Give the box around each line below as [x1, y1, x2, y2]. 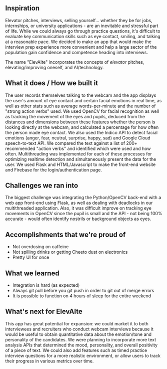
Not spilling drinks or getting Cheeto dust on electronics [12, 249, 128, 255]
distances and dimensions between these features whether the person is [5, 119, 155, 125]
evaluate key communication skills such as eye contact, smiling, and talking [5, 33, 161, 39]
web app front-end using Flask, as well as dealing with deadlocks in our [5, 200, 153, 206]
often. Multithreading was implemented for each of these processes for [5, 150, 152, 157]
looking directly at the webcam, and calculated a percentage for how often [5, 124, 159, 130]
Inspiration [5, 4, 40, 13]
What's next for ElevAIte [5, 307, 82, 316]
